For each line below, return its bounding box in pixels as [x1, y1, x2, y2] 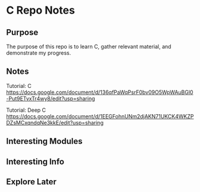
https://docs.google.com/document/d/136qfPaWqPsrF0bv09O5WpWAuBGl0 [6, 89, 193, 96]
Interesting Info [6, 156, 64, 166]
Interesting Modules [6, 136, 83, 146]
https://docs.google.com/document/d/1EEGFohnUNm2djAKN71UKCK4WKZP [6, 112, 194, 119]
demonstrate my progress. [6, 49, 71, 56]
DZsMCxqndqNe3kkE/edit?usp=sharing [6, 119, 104, 126]
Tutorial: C [6, 82, 32, 89]
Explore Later [6, 177, 57, 187]
